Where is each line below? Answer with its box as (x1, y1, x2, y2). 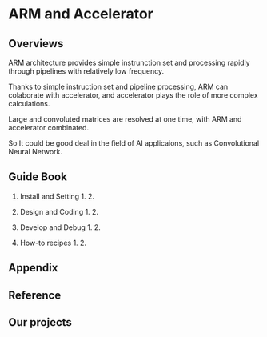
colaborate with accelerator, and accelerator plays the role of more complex (8, 90, 258, 100)
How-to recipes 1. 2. (19, 238, 86, 247)
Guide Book (8, 170, 68, 184)
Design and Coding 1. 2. (19, 207, 98, 216)
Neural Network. (8, 147, 62, 156)
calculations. (8, 99, 50, 108)
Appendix (8, 261, 58, 275)
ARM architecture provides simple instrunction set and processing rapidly (8, 58, 250, 67)
